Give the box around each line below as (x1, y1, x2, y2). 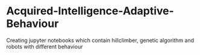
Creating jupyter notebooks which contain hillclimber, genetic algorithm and (6, 36, 195, 44)
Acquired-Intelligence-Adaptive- (6, 4, 175, 18)
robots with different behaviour (6, 43, 83, 50)
